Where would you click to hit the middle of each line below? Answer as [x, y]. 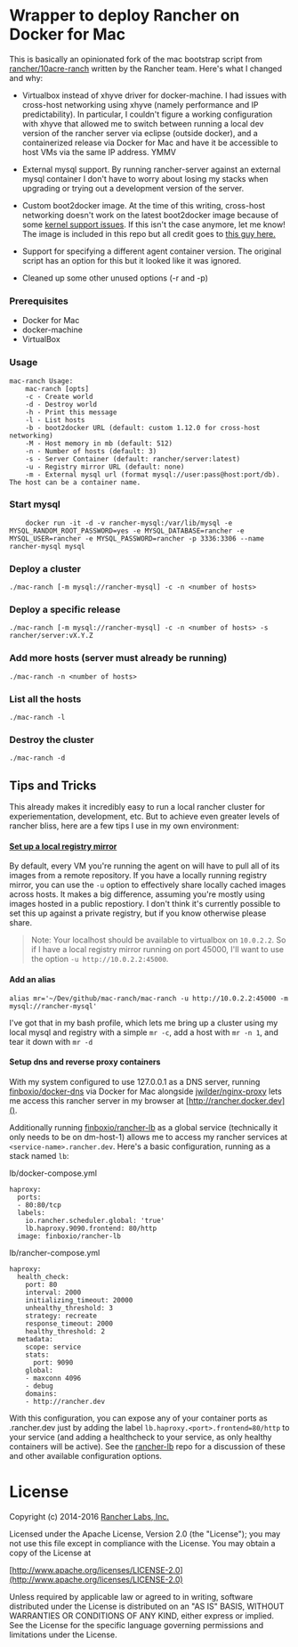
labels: [32, 1212]
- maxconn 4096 [53, 1378]
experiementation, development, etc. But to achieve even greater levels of [145, 817]
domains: [41, 1394]
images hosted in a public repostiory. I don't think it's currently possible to [145, 904]
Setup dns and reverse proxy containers [85, 1062]
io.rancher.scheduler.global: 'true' [95, 1220]
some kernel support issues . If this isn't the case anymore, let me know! [154, 224]
